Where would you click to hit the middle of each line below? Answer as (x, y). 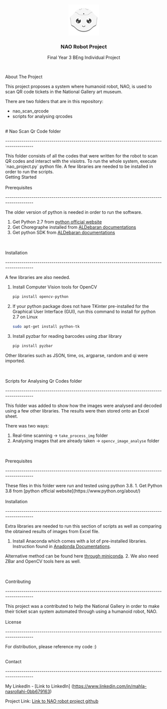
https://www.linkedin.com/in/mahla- (110, 686)
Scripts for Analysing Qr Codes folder (44, 381)
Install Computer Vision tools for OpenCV (55, 287)
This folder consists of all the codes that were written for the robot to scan (82, 156)
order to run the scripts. (29, 172)
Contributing (18, 581)
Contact (13, 661)
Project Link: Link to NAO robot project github (52, 701)
